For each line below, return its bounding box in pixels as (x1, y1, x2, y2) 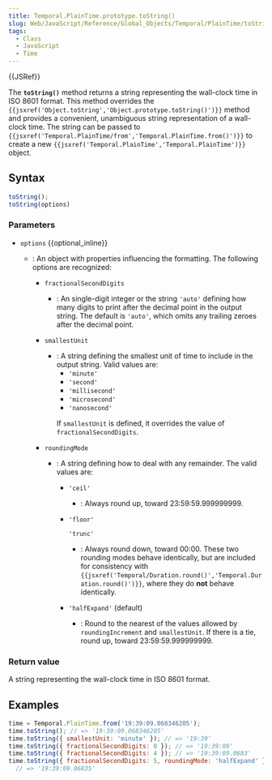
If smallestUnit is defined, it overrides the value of (56, 418, 225, 428)
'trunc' (68, 529, 95, 538)
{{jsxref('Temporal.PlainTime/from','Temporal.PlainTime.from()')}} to (8, 131, 253, 140)
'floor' (68, 516, 95, 524)
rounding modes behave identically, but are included (80, 552, 257, 562)
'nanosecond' (68, 404, 113, 412)
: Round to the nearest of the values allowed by (80, 618, 238, 628)
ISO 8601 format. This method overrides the (8, 96, 155, 105)
